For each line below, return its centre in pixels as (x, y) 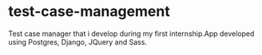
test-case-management (89, 12)
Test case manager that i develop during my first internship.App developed (131, 33)
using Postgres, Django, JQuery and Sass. (78, 41)
